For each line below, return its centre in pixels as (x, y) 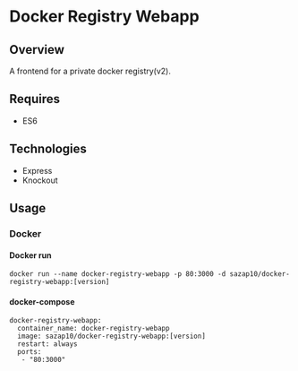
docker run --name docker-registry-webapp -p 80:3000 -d (118, 274)
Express (37, 170)
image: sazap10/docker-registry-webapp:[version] (111, 336)
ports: (30, 352)
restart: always (47, 344)
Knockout (40, 180)
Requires (35, 99)
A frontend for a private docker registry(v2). (90, 71)
